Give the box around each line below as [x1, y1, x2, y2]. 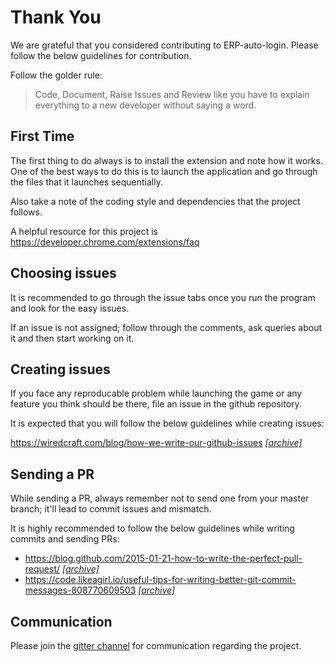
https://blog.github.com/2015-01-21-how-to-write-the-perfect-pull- [24, 552, 303, 565]
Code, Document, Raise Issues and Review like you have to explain [34, 88, 310, 100]
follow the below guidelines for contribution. [10, 49, 192, 61]
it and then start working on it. [10, 332, 135, 344]
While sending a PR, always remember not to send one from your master [10, 492, 310, 505]
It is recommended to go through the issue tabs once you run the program [10, 291, 316, 303]
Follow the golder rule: [10, 69, 103, 81]
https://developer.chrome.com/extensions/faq [10, 236, 200, 248]
